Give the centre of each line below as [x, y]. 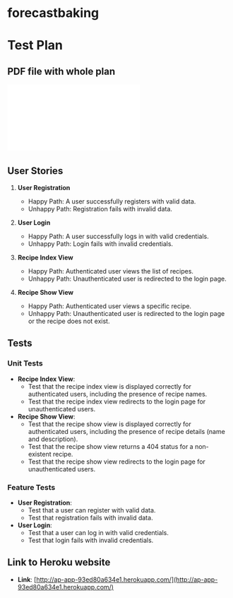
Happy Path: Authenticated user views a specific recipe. [110, 306]
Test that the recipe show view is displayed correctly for [110, 424]
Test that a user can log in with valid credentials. [98, 532]
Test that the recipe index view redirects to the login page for [117, 401]
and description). [53, 439]
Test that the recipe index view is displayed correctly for [110, 386]
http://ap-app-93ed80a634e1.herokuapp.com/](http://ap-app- [127, 579]
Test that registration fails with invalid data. [90, 517]
